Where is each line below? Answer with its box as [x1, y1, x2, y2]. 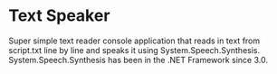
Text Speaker [8, 5, 110, 26]
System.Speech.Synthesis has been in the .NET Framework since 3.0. [8, 54, 269, 65]
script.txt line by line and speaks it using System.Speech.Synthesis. [8, 44, 261, 55]
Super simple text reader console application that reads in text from [8, 35, 261, 46]
